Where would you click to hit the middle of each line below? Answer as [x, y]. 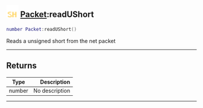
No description [52, 91]
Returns [22, 66]
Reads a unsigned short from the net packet [61, 41]
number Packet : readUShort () [42, 29]
